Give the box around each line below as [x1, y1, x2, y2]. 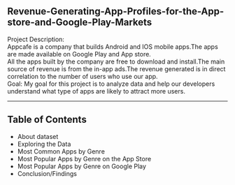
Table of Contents [7, 114, 87, 126]
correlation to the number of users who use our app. [7, 72, 159, 80]
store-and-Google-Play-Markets [7, 17, 152, 29]
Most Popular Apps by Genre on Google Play [17, 162, 147, 170]
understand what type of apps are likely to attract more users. [7, 87, 185, 95]
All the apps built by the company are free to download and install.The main [7, 57, 225, 66]
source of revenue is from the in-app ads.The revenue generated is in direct [7, 64, 226, 73]
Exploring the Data [17, 140, 71, 148]
